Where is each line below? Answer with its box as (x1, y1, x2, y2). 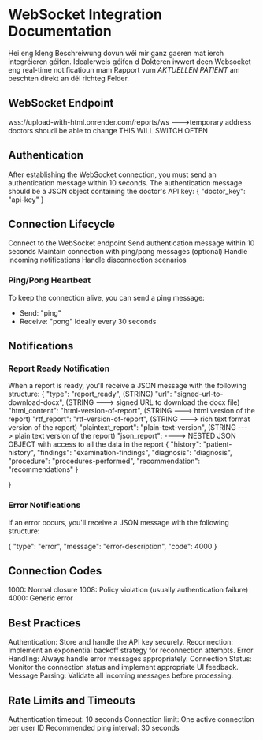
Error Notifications (8, 499, 81, 510)
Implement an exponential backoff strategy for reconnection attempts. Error (8, 645, 254, 656)
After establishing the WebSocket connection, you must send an (8, 170, 217, 179)
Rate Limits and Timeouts (8, 693, 135, 707)
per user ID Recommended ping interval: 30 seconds (8, 723, 180, 733)
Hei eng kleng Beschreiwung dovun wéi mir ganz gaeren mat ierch (8, 48, 224, 58)
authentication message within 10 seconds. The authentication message (8, 178, 243, 187)
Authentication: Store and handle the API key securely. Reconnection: (8, 637, 234, 647)
